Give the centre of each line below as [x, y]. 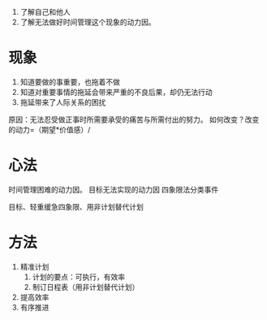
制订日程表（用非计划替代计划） [86, 287]
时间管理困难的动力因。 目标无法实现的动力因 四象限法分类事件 [114, 189]
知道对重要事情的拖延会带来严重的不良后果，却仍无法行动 [116, 92]
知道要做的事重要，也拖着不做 [70, 82]
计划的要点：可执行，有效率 [79, 277]
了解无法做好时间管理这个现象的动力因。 [88, 22]
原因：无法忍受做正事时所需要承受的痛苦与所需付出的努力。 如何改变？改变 [134, 119]
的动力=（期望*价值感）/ [50, 129]
